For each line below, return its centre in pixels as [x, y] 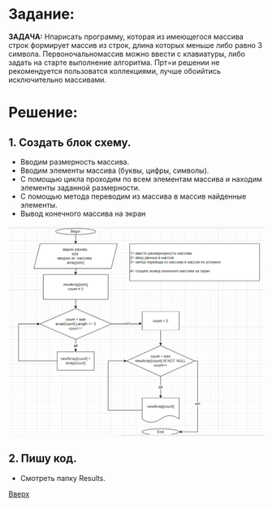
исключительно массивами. [58, 79]
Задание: [41, 14]
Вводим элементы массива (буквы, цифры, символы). [114, 170]
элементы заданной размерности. [80, 187]
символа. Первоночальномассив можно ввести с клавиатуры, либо [127, 54]
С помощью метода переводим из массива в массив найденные [133, 196]
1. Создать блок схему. [70, 142]
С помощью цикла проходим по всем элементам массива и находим [141, 178]
